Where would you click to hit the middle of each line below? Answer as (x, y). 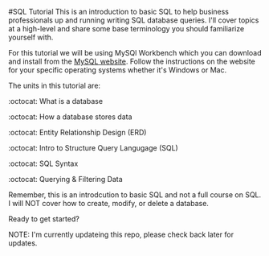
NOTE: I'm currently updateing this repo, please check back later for (121, 234)
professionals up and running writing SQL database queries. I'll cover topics (134, 20)
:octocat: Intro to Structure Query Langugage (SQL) (93, 148)
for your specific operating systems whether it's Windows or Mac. (118, 70)
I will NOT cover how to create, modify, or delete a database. (108, 203)
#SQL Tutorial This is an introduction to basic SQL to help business (118, 12)
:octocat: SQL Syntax (43, 163)
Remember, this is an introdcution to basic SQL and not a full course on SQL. (135, 195)
